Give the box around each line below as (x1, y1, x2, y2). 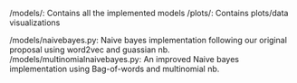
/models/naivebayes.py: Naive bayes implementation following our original (9, 35, 288, 45)
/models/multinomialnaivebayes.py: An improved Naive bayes (9, 54, 240, 64)
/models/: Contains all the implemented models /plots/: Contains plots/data (9, 8, 289, 18)
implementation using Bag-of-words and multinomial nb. (9, 63, 220, 74)
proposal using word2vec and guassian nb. (9, 44, 170, 55)
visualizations (9, 17, 61, 28)
